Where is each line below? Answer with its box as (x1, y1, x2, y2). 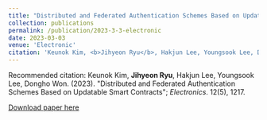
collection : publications (8, 19, 94, 27)
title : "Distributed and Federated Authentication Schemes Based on (8, 11, 240, 20)
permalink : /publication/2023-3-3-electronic (8, 26, 161, 34)
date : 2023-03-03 (8, 33, 66, 42)
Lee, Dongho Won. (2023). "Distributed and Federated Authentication (8, 79, 236, 88)
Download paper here (8, 103, 79, 112)
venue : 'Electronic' (8, 41, 77, 49)
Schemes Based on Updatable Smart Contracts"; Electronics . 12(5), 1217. (8, 87, 246, 96)
